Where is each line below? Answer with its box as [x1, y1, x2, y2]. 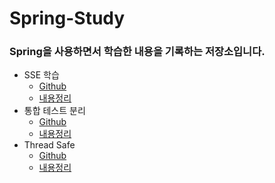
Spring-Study [9, 7, 126, 30]
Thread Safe [23, 139, 76, 151]
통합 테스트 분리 [23, 105, 86, 117]
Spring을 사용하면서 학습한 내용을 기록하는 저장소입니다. [9, 45, 266, 59]
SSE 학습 [23, 69, 60, 81]
